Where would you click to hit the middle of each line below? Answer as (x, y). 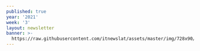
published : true (26, 11)
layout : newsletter (30, 28)
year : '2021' (22, 17)
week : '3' (18, 22)
